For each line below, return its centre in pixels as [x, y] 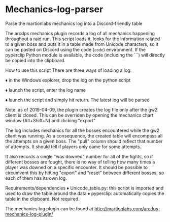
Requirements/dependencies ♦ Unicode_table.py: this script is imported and [84, 188]
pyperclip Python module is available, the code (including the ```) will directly [85, 55]
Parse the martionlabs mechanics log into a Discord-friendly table [74, 23]
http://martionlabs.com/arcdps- [128, 209]
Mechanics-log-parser [54, 9]
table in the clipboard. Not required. [42, 199]
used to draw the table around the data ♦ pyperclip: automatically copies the [85, 193]
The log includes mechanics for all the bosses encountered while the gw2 [82, 130]
